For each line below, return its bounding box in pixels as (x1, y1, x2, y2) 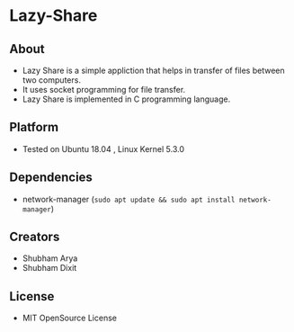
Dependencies (9, 170, 93, 185)
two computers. (22, 75, 81, 85)
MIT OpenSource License (22, 312, 117, 324)
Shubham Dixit (22, 263, 77, 274)
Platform (9, 120, 59, 135)
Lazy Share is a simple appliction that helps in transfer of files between (22, 65, 285, 76)
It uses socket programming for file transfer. (22, 85, 186, 94)
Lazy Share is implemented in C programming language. (22, 94, 231, 104)
